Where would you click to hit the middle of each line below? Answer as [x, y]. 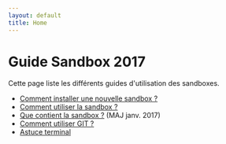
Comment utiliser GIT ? [57, 124]
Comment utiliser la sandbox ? [69, 107]
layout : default [35, 15]
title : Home [28, 23]
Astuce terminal [45, 132]
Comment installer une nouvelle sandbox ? [89, 98]
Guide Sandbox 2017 [77, 62]
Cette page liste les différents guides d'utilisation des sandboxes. [114, 83]
